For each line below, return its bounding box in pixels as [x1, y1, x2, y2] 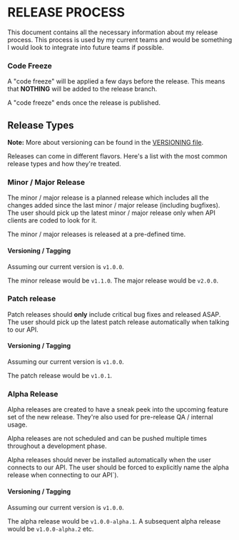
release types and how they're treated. [7, 160, 121, 168]
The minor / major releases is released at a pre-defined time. [7, 230, 186, 239]
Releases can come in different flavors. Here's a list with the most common [7, 152, 228, 161]
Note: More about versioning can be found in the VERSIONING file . [7, 138, 204, 147]
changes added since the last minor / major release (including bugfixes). [7, 201, 220, 210]
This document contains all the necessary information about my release [7, 28, 218, 36]
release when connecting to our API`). [7, 471, 119, 479]
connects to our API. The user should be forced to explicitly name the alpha [7, 463, 230, 472]
